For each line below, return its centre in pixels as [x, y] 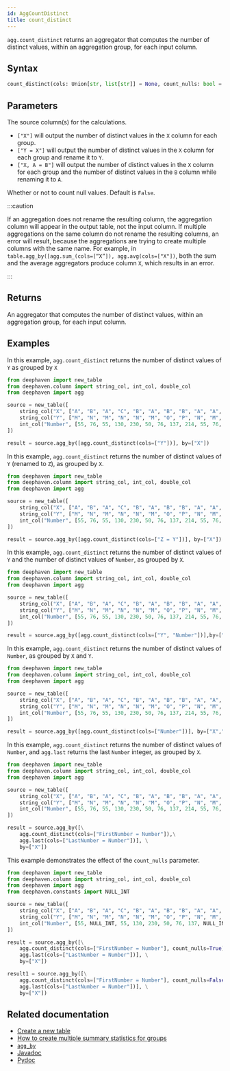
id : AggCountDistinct [38, 13]
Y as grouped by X [33, 367]
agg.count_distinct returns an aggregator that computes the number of [108, 39]
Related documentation [58, 1014]
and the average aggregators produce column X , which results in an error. [111, 263]
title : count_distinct [39, 20]
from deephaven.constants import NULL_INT [68, 892]
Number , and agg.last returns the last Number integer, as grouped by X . [104, 752]
